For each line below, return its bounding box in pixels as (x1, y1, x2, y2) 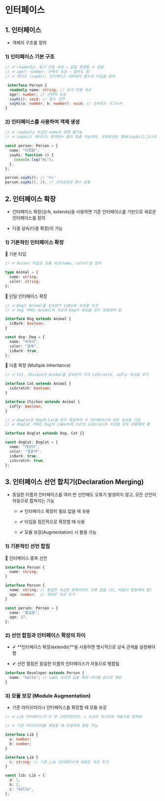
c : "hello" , (9, 787, 34, 792)
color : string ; (9, 279, 41, 284)
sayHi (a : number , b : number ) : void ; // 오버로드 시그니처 (9, 101, 123, 106)
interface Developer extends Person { (5, 671, 84, 676)
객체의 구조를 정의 (12, 40, 47, 45)
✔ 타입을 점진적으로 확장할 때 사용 (19, 519, 85, 525)
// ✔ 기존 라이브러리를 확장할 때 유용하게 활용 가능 (5, 724, 98, 728)
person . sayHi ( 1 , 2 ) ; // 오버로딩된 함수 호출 (5, 180, 91, 185)
